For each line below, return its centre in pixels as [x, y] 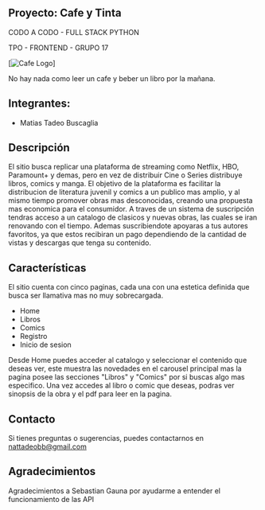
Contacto [32, 419]
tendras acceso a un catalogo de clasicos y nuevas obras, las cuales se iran [133, 217]
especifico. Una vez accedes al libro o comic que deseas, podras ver [121, 386]
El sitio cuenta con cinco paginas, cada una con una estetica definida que [129, 287]
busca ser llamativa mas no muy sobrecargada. [86, 296]
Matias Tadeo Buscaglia [59, 123]
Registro [33, 337]
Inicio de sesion [45, 345]
